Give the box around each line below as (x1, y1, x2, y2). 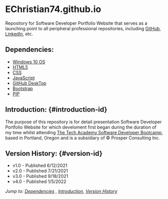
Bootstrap (12, 85, 33, 91)
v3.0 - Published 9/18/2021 (12, 173, 69, 179)
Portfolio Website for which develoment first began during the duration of (5, 124, 157, 130)
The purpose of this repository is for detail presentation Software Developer (5, 119, 162, 125)
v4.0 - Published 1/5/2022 (12, 178, 67, 184)
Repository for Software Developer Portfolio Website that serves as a (5, 20, 147, 26)
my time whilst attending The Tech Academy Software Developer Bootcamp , (5, 129, 163, 135)
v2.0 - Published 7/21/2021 (12, 168, 68, 174)
